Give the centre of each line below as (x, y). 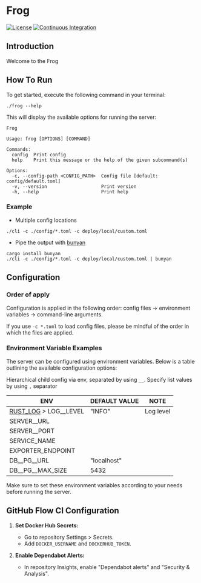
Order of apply (28, 295)
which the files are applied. (40, 332)
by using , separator (32, 386)
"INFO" (100, 411)
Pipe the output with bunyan (50, 242)
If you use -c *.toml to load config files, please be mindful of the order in (98, 326)
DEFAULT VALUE (114, 401)
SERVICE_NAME (32, 441)
